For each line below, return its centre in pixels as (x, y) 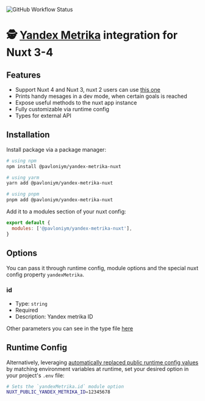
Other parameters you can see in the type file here (70, 328)
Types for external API (43, 116)
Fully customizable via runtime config (62, 109)
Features (23, 75)
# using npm (21, 161)
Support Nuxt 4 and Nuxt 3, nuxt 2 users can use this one (88, 90)
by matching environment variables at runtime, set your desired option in (98, 369)
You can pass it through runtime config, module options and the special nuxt (103, 268)
